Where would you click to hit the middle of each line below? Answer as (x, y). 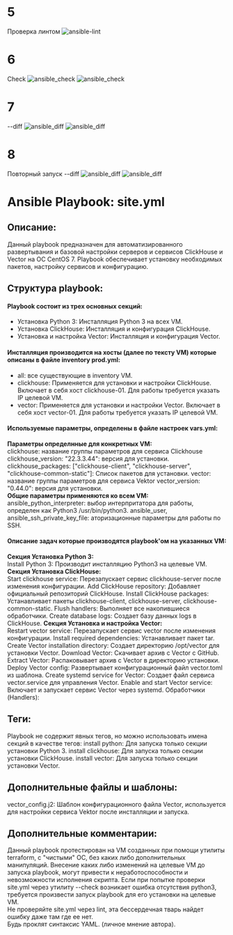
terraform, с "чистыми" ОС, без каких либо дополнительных (97, 858)
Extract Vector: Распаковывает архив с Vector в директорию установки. (114, 660)
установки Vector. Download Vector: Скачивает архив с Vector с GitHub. (113, 653)
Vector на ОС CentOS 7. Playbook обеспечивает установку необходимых (115, 259)
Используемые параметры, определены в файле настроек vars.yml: (113, 428)
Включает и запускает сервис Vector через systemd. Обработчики (106, 690)
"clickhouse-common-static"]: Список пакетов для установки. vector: (109, 473)
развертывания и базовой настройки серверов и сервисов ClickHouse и (115, 252)
